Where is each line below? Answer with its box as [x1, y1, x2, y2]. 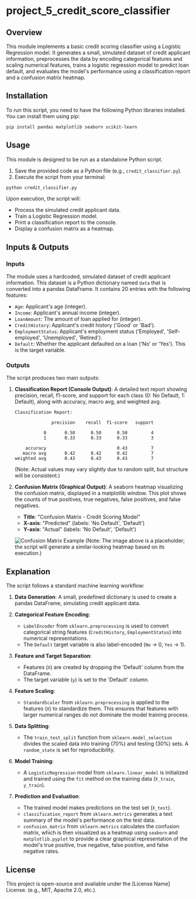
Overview [6, 28, 43, 37]
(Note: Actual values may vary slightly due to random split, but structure [14, 466, 188, 473]
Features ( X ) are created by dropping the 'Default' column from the [23, 664, 184, 671]
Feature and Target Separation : [14, 653, 92, 660]
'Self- [166, 328, 180, 335]
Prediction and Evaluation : [14, 793, 80, 800]
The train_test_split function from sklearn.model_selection [23, 734, 173, 741]
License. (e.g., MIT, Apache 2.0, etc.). [6, 886, 97, 893]
